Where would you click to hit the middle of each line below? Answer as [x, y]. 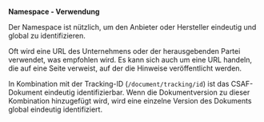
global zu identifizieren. [47, 36]
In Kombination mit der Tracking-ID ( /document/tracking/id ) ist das [119, 84]
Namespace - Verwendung [54, 12]
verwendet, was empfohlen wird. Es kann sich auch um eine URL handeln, [130, 60]
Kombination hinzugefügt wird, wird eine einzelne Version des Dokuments [130, 101]
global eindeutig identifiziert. [55, 109]
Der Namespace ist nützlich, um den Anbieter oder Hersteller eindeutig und [132, 27]
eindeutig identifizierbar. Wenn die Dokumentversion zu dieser [147, 92]
